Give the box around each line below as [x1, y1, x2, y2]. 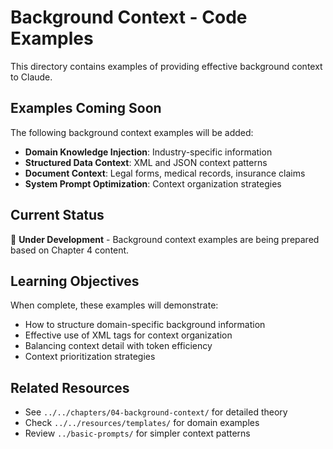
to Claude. [10, 71, 53, 83]
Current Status [10, 207, 105, 224]
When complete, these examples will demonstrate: [10, 299, 219, 311]
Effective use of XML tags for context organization [24, 329, 233, 341]
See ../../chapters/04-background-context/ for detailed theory [24, 406, 288, 418]
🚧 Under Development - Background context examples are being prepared [10, 233, 320, 245]
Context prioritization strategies [24, 351, 156, 363]
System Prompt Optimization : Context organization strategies [24, 177, 282, 190]
